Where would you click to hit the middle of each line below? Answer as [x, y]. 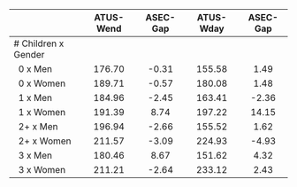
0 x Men [35, 69]
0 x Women [42, 83]
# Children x [39, 43]
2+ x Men [38, 126]
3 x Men [35, 156]
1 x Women [42, 112]
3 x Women [42, 170]
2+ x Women [45, 141]
